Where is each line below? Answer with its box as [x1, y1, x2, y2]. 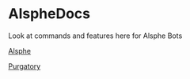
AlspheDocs [8, 5, 91, 23]
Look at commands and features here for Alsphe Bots [8, 31, 183, 40]
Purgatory [8, 61, 41, 71]
